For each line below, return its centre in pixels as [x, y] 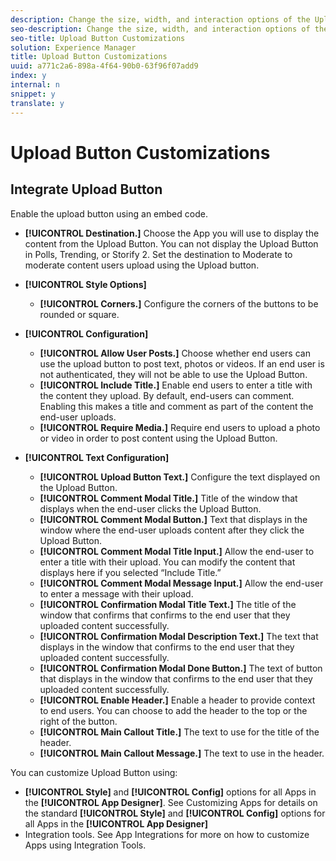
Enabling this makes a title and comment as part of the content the [176, 406]
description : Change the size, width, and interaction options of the [160, 19]
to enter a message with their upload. [116, 593]
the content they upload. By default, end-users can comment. [167, 395]
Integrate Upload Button [86, 189]
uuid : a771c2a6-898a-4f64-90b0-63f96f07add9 [104, 66]
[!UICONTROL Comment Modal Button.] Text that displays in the [173, 519]
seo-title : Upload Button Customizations [98, 38]
